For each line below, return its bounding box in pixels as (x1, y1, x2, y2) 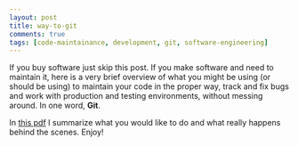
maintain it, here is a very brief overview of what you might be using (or (9, 72, 271, 83)
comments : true (9, 29, 66, 38)
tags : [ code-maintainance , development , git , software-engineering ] (9, 37, 269, 47)
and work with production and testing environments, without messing (9, 91, 263, 101)
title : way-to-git (9, 21, 77, 30)
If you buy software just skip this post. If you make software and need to (9, 62, 274, 73)
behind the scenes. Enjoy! (9, 126, 104, 138)
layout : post (9, 12, 58, 22)
